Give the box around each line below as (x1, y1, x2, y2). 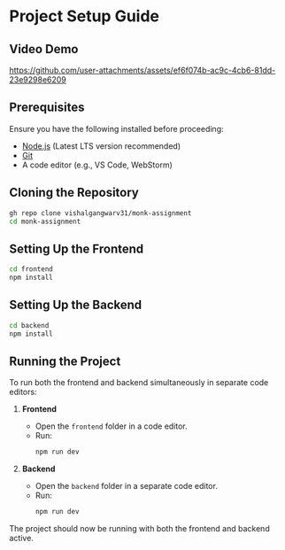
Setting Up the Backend (9, 298, 142, 313)
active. (9, 533, 34, 544)
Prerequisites (9, 100, 85, 115)
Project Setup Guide (9, 6, 160, 27)
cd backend (9, 321, 50, 329)
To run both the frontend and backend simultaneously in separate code (9, 377, 269, 388)
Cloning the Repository (9, 185, 139, 200)
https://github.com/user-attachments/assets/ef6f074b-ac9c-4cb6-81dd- (9, 65, 276, 75)
